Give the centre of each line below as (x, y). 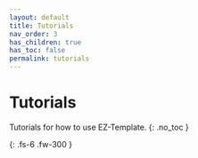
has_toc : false (37, 51)
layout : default (39, 17)
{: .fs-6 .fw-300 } (41, 144)
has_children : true (45, 42)
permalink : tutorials (49, 59)
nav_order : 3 (33, 34)
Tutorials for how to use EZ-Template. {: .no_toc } (99, 127)
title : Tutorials (41, 26)
